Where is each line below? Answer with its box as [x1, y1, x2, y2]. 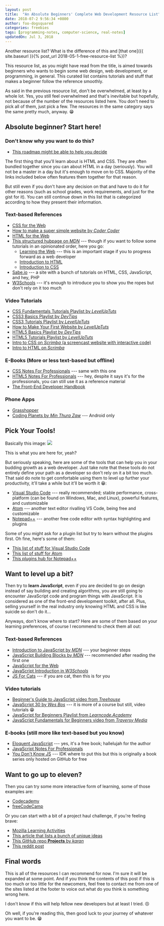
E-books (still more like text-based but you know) [5, 729, 124, 736]
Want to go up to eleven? [5, 771, 82, 779]
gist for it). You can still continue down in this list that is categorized [5, 194, 141, 200]
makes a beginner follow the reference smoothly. [5, 78, 103, 84]
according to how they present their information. [5, 199, 102, 205]
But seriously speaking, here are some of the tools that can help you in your [5, 459, 157, 465]
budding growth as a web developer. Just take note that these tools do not [5, 464, 155, 470]
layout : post [5, 7, 32, 12]
